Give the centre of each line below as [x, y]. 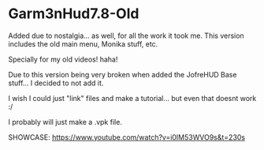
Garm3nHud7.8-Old [74, 14]
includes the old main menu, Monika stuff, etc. [83, 43]
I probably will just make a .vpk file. [65, 122]
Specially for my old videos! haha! [63, 59]
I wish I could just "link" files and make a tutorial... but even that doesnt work [132, 98]
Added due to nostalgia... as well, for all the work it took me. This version [126, 36]
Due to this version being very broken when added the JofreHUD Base [123, 74]
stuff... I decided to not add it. [56, 83]
